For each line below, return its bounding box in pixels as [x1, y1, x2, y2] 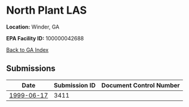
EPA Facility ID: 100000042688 [6, 34, 85, 42]
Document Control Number [101, 81, 180, 89]
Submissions [6, 64, 55, 74]
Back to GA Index [6, 46, 49, 53]
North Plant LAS [6, 4, 87, 17]
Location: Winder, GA [6, 23, 60, 30]
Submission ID [53, 81, 96, 89]
